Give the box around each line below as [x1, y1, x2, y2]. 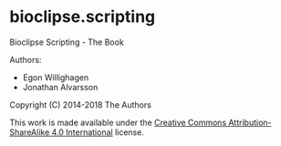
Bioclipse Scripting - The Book [9, 36, 125, 47]
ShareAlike [9, 126, 50, 138]
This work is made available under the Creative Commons [9, 117, 227, 128]
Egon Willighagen [22, 71, 89, 83]
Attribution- [227, 117, 272, 128]
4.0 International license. [51, 126, 144, 138]
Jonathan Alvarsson [22, 81, 99, 92]
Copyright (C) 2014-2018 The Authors [9, 99, 152, 110]
